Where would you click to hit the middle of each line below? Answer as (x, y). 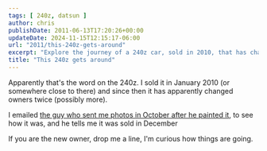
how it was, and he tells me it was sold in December (93, 123)
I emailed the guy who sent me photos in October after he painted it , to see (131, 114)
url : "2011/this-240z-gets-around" (67, 45)
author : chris (32, 23)
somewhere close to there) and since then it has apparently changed (121, 91)
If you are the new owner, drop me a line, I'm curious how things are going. (131, 138)
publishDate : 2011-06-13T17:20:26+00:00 (76, 30)
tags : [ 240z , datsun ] (48, 15)
